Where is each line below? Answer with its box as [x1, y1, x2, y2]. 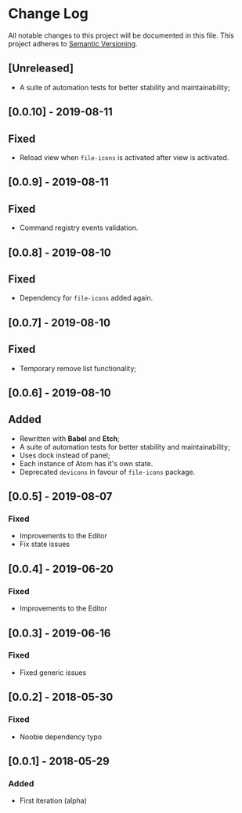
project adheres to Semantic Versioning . [8, 38, 138, 48]
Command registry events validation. [19, 223, 139, 232]
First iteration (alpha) [19, 796, 88, 805]
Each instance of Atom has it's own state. [19, 458, 154, 468]
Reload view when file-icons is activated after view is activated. [19, 152, 229, 162]
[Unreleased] [8, 62, 74, 75]
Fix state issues [19, 539, 70, 549]
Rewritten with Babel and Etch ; [19, 433, 120, 443]
